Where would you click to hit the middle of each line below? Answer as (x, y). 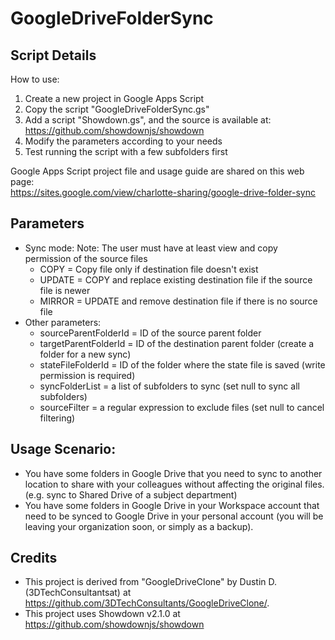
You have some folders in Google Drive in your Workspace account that (172, 505)
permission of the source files (86, 258)
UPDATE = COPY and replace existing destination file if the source (176, 279)
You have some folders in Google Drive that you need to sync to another (173, 473)
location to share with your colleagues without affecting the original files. (174, 484)
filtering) (57, 418)
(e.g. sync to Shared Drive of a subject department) (131, 494)
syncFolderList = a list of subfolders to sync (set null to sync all (169, 386)
